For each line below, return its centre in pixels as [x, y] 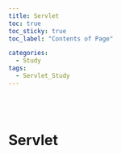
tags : [17, 68]
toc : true [25, 24]
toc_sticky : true [38, 31]
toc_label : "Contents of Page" [61, 38]
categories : [28, 53]
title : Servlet [34, 16]
